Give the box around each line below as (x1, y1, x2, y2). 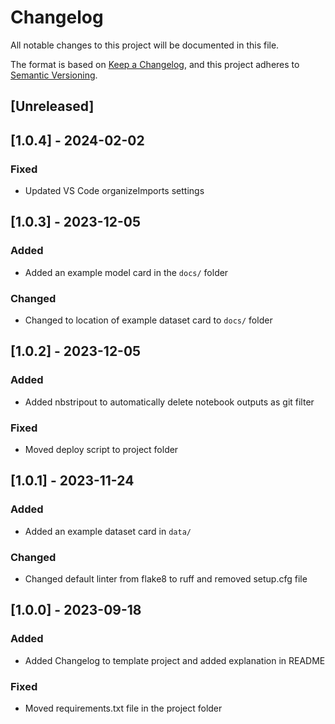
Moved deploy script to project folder (24, 443, 179, 455)
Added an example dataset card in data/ (24, 525, 192, 537)
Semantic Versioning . (10, 69, 98, 81)
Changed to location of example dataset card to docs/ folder (24, 314, 273, 326)
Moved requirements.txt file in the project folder (24, 702, 223, 714)
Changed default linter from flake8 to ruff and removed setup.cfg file (24, 572, 308, 585)
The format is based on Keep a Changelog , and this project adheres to (10, 58, 300, 70)
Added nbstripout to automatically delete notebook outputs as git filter (24, 396, 315, 408)
